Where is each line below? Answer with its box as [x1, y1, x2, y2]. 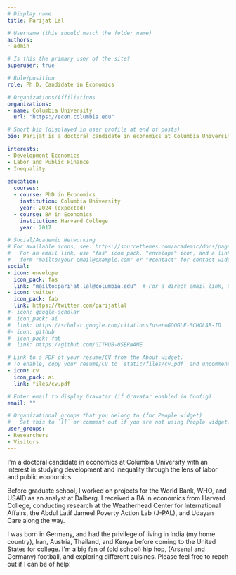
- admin [7, 43, 30, 50]
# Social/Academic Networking [7, 236, 96, 244]
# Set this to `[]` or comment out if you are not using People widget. [7, 419, 231, 426]
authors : [7, 36, 33, 43]
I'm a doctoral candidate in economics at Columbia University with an [7, 457, 209, 466]
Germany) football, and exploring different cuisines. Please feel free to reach [7, 552, 229, 560]
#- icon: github [7, 328, 55, 335]
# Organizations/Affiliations [7, 94, 96, 101]
